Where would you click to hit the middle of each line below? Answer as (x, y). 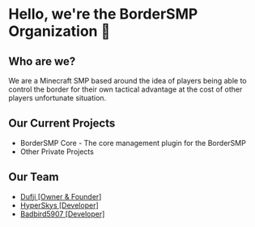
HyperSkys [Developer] (59, 205)
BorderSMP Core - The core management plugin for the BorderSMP (133, 143)
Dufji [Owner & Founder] (61, 196)
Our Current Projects (62, 124)
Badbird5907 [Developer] (62, 214)
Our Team (34, 177)
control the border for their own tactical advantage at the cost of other (125, 89)
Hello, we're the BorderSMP (103, 14)
